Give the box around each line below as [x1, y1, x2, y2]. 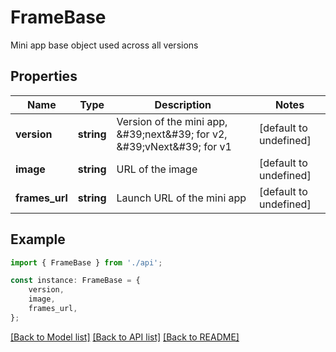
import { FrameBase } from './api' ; [10, 257, 163, 268]
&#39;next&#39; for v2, [116, 127, 228, 141]
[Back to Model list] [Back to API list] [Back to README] [10, 331, 240, 343]
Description [154, 97, 212, 111]
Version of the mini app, [116, 114, 228, 128]
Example [10, 231, 66, 248]
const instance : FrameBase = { [10, 276, 141, 286]
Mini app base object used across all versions [10, 39, 199, 51]
